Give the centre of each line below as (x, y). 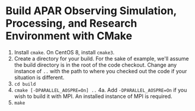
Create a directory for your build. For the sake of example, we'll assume (101, 58)
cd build (25, 84)
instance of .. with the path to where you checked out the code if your (100, 71)
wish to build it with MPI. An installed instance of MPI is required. (93, 96)
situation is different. (39, 77)
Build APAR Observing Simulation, (91, 11)
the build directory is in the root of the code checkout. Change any (95, 65)
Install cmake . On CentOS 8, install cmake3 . (64, 52)
